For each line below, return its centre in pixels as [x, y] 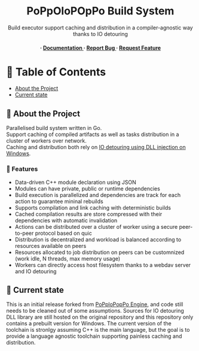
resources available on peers [50, 246]
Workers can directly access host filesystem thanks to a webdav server [103, 265]
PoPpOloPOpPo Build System [100, 11]
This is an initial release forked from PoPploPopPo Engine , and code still [95, 304]
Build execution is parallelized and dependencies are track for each [98, 195]
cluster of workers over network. [46, 141]
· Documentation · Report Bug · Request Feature [100, 48]
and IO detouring [36, 271]
